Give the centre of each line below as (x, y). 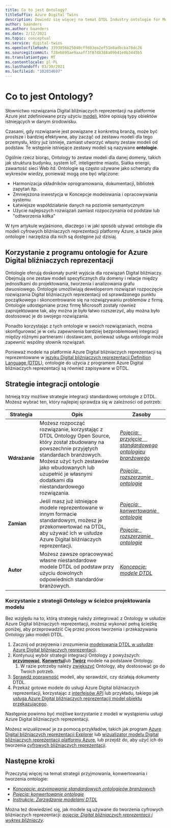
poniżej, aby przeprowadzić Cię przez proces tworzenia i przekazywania (81, 629)
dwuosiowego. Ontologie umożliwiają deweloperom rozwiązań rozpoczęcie (84, 289)
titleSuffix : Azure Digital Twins (42, 15)
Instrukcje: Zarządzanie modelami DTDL (55, 800)
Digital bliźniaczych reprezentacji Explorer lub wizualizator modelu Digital (82, 734)
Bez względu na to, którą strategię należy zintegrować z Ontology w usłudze (85, 618)
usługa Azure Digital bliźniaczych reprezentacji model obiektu (77, 698)
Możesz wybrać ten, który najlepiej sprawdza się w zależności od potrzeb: (83, 402)
